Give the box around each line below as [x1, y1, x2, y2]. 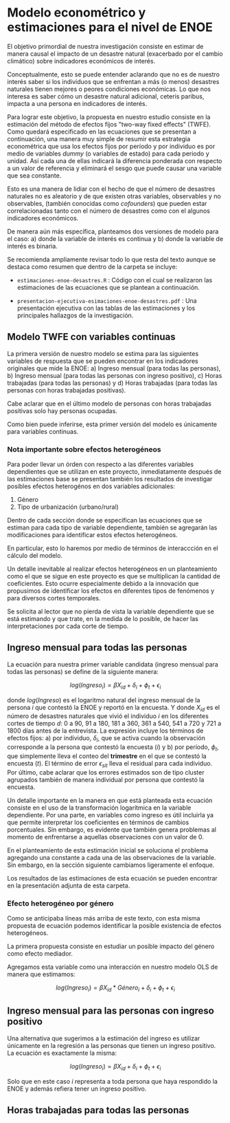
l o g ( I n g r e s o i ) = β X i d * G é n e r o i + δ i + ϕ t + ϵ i [56, 983, 175, 993]
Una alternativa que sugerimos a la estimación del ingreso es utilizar [7, 1034, 200, 1042]
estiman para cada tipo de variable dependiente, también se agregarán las [7, 523, 218, 532]
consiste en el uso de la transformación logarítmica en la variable [7, 804, 192, 812]
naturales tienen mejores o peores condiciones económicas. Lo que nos [7, 85, 211, 93]
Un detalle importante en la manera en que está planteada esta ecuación [7, 796, 213, 804]
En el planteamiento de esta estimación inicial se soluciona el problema [7, 846, 209, 854]
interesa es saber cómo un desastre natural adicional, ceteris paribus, [7, 92, 205, 101]
